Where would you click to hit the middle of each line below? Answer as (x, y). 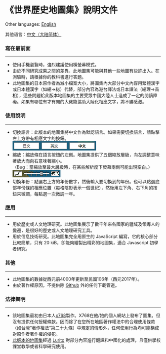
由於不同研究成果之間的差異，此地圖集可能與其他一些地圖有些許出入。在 (86, 71)
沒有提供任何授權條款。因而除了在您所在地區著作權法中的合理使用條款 (84, 322)
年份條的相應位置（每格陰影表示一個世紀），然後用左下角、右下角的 (85, 188)
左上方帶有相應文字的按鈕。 (41, 138)
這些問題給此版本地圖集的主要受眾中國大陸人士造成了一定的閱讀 (88, 96)
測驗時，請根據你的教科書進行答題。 (49, 77)
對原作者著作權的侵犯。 (36, 334)
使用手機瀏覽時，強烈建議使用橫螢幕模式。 (56, 65)
